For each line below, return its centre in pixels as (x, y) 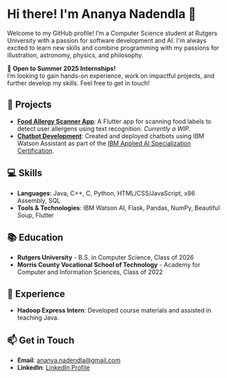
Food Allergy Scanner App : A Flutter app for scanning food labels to (114, 121)
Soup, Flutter (35, 215)
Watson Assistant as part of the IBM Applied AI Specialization (104, 143)
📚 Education (35, 237)
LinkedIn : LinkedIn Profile (53, 367)
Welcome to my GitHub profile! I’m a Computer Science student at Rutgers (112, 33)
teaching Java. (38, 318)
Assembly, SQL (39, 200)
